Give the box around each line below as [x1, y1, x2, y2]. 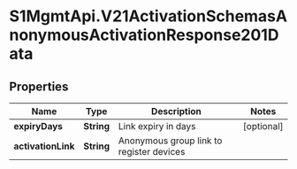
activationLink [13, 140, 75, 152]
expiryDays [13, 120, 64, 132]
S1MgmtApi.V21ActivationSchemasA [9, 6, 288, 27]
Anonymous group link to [118, 134, 223, 147]
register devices [118, 146, 186, 157]
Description [151, 105, 202, 117]
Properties [9, 79, 69, 94]
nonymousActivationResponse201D [9, 25, 279, 45]
